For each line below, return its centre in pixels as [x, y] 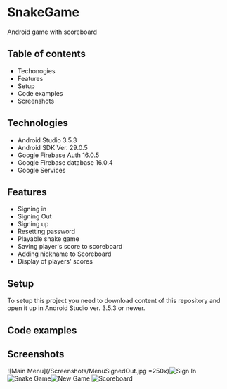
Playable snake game [48, 239]
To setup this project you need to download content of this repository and [114, 301]
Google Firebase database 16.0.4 [65, 162]
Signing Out [34, 216]
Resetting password [46, 231]
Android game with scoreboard [52, 32]
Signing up [33, 224]
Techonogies [36, 70]
